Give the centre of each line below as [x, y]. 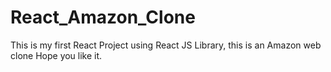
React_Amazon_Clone [103, 17]
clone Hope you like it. [56, 55]
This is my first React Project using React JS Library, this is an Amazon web [166, 45]
